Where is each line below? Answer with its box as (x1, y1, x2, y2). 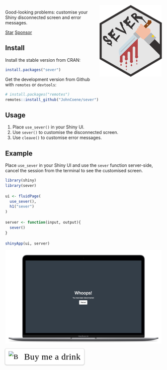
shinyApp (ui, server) (5, 241, 50, 246)
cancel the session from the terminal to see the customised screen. (5, 168, 143, 174)
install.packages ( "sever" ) (5, 67, 61, 72)
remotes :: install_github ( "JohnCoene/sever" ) (5, 97, 99, 102)
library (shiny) (5, 178, 37, 183)
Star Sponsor (5, 29, 32, 35)
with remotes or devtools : (5, 82, 57, 88)
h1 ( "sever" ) (9, 204, 35, 209)
